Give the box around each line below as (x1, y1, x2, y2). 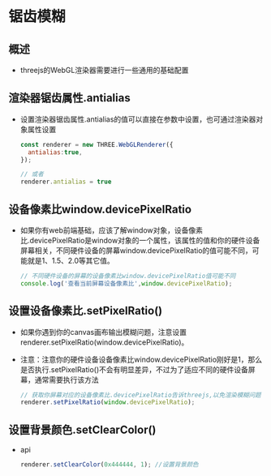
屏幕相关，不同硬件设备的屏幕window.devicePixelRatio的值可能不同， (19, 246, 253, 255)
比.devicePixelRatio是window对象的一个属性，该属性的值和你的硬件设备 (19, 236, 260, 245)
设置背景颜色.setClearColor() (8, 422, 157, 436)
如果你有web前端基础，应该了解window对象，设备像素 (19, 225, 204, 235)
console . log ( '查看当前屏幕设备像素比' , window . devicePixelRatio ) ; (19, 279, 233, 288)
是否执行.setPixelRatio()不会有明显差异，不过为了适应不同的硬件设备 (19, 364, 249, 374)
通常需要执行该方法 (34, 375, 99, 384)
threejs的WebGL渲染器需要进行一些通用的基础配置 (19, 66, 189, 75)
